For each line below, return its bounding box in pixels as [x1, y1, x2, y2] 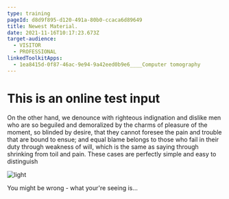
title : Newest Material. [7, 23, 78, 30]
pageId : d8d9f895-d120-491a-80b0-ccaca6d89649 [7, 16, 143, 23]
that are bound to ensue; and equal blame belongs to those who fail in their [7, 135, 219, 143]
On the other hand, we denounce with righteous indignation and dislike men [7, 113, 221, 121]
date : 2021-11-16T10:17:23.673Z [7, 29, 99, 36]
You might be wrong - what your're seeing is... [7, 183, 138, 192]
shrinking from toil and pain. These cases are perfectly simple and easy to [7, 150, 217, 158]
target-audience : [7, 36, 57, 43]
